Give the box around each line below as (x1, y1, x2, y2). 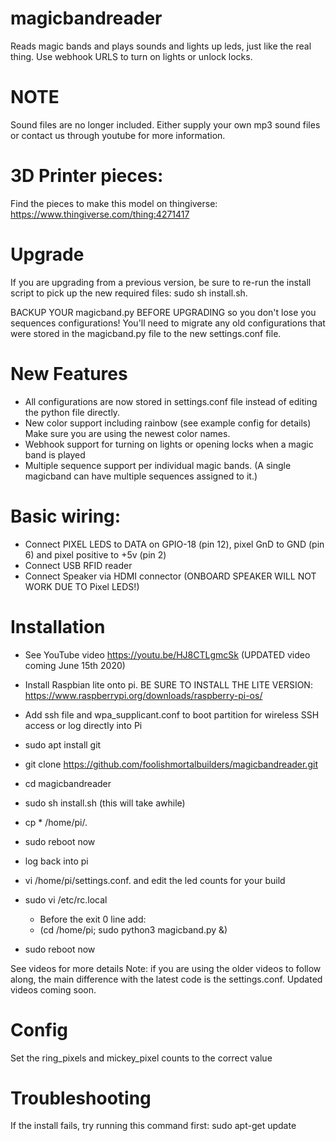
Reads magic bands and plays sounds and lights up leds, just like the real (10, 40, 312, 52)
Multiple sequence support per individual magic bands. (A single (24, 459, 292, 471)
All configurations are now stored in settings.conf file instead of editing (24, 395, 318, 407)
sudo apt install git (24, 738, 102, 751)
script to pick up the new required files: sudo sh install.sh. (10, 287, 248, 299)
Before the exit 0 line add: (39, 913, 147, 925)
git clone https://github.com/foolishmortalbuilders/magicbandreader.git (24, 758, 318, 770)
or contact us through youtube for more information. (10, 129, 226, 141)
